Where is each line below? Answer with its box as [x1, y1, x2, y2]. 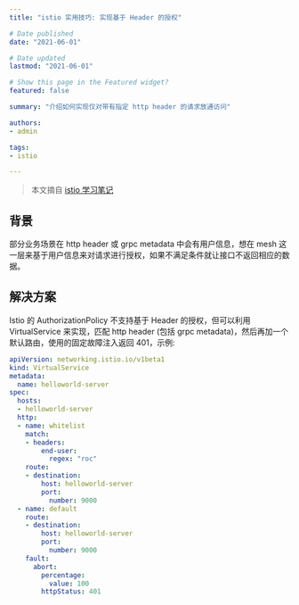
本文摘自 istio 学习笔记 [30, 185, 114, 195]
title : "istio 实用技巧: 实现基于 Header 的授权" [9, 12, 182, 22]
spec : [9, 388, 29, 397]
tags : [9, 143, 29, 152]
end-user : [41, 446, 77, 455]
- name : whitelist [17, 421, 86, 430]
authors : [9, 118, 42, 128]
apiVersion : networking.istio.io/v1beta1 [9, 354, 166, 364]
